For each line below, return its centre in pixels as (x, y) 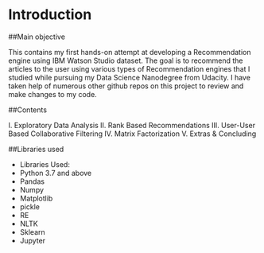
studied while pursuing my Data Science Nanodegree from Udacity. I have (129, 77)
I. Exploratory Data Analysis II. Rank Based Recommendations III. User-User (132, 125)
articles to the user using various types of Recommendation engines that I (129, 68)
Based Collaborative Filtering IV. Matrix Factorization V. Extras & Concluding (132, 134)
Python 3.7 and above (56, 173)
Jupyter (33, 240)
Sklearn (32, 232)
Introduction (50, 15)
